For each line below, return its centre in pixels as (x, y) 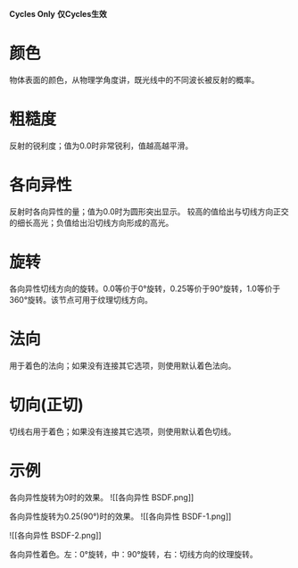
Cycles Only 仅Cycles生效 (58, 14)
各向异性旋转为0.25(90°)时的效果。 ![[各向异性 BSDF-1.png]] (120, 516)
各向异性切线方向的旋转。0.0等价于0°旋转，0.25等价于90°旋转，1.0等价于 (145, 288)
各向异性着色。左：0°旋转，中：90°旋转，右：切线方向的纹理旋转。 (134, 554)
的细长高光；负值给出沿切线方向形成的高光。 (91, 222)
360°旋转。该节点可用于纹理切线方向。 (81, 299)
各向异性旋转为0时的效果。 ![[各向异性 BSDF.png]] (102, 497)
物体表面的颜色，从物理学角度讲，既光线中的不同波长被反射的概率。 (134, 79)
